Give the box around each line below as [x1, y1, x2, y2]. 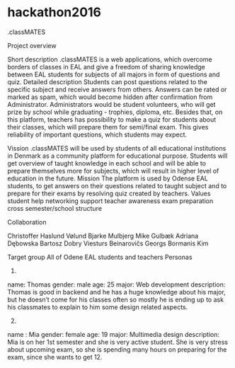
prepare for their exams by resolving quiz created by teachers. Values [7, 189, 211, 197]
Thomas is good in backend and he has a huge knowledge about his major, [7, 287, 227, 296]
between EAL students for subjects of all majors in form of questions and [7, 70, 220, 79]
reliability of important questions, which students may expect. [7, 130, 188, 139]
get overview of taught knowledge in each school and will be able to [7, 159, 207, 167]
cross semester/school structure [7, 204, 103, 212]
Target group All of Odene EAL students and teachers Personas [7, 253, 193, 261]
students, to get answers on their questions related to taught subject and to [7, 181, 227, 190]
